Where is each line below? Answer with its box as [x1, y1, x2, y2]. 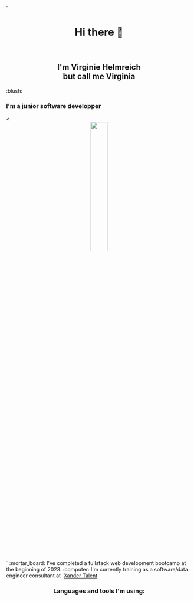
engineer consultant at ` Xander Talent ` [6, 572, 99, 579]
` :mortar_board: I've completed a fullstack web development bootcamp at [6, 560, 186, 567]
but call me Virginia [63, 71, 136, 81]
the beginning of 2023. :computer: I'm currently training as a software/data [6, 566, 189, 573]
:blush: [6, 87, 22, 94]
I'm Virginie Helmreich [57, 62, 142, 73]
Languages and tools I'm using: [52, 587, 145, 595]
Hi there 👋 [74, 26, 124, 39]
